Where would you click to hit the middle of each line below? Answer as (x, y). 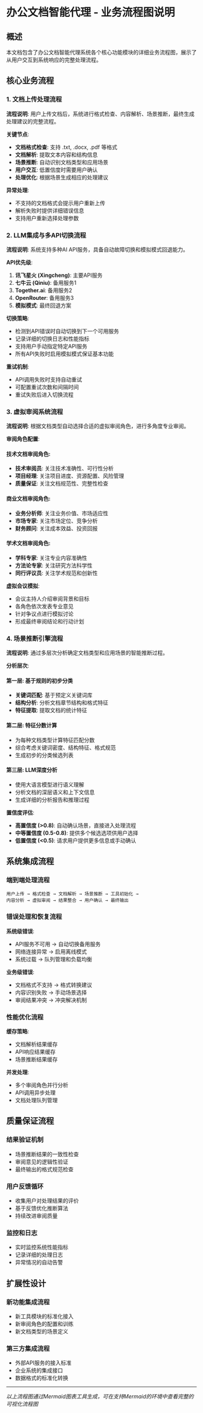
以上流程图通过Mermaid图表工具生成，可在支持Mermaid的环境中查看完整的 (100, 1397)
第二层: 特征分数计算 (32, 725)
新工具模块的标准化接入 (44, 1316)
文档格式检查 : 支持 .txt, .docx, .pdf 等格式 (66, 147)
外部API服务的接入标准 (43, 1363)
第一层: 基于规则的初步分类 (40, 680)
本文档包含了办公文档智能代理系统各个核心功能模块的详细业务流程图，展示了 (101, 52)
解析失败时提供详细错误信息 (50, 210)
